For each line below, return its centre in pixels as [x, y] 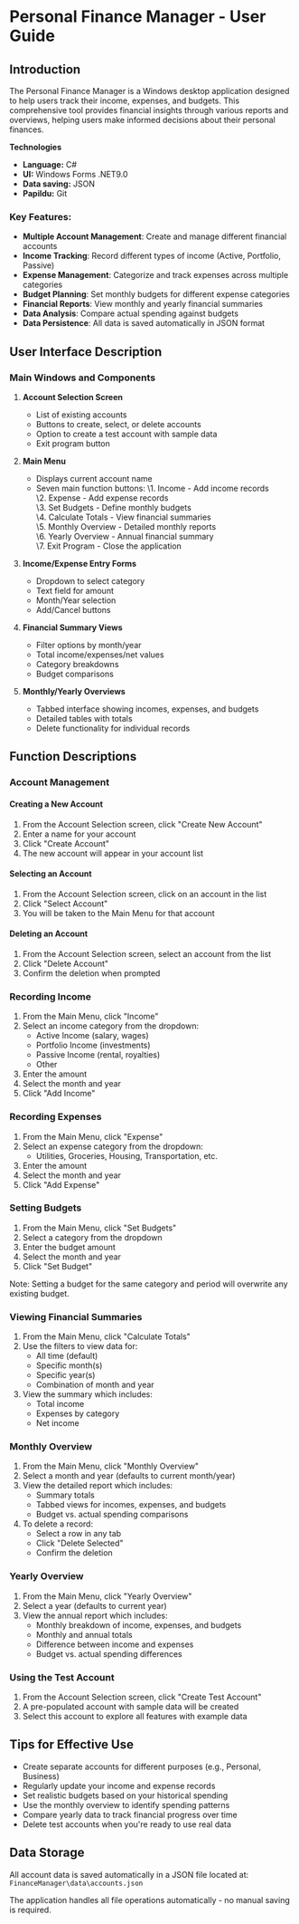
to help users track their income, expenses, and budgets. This [125, 101]
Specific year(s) [65, 1375]
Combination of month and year [95, 1385]
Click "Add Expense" [61, 1184]
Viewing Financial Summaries [76, 1316]
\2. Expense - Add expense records [102, 498]
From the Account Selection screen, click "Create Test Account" [142, 1697]
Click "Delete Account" [65, 963]
